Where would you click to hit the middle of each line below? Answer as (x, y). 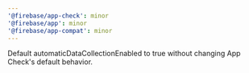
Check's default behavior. (50, 62)
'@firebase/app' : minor (48, 23)
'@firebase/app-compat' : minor (60, 30)
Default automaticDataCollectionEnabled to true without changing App (124, 54)
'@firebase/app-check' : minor (58, 16)
